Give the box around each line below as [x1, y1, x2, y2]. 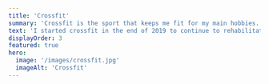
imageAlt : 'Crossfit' [15, 64, 88, 72]
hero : [8, 49, 26, 57]
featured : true [8, 42, 59, 50]
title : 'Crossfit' [8, 11, 70, 20]
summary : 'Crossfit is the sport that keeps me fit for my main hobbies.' [8, 19, 263, 27]
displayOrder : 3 [8, 34, 62, 42]
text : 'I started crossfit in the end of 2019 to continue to [8, 26, 220, 34]
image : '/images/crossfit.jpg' [15, 57, 120, 65]
